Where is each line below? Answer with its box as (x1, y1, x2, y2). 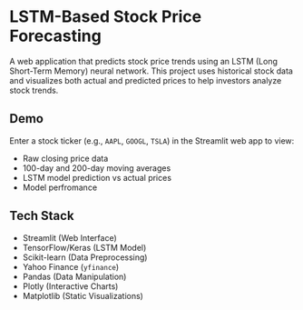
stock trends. (9, 85, 59, 95)
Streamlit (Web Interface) (22, 232, 118, 243)
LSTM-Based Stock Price (9, 6, 202, 27)
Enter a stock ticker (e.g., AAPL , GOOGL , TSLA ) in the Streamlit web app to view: (9, 135, 295, 146)
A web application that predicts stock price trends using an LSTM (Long (9, 55, 279, 66)
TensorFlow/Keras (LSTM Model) (22, 242, 147, 253)
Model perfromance (22, 182, 98, 193)
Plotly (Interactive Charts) (22, 280, 119, 292)
